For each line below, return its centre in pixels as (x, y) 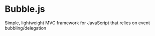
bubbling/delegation (26, 28)
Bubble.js (25, 9)
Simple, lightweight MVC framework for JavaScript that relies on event (77, 23)
